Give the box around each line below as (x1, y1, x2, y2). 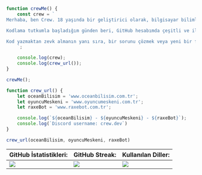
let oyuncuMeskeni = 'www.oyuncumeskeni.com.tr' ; (17, 99, 144, 105)
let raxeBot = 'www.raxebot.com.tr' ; (17, 104, 112, 110)
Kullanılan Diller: (122, 150, 170, 159)
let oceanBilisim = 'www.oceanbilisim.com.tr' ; (17, 93, 138, 99)
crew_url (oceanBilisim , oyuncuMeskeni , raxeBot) (6, 137, 130, 143)
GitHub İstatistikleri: (9, 150, 68, 159)
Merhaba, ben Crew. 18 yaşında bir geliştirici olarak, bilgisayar (6, 17, 179, 23)
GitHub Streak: (73, 150, 117, 159)
